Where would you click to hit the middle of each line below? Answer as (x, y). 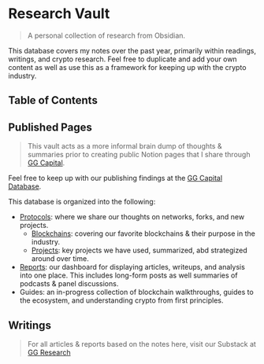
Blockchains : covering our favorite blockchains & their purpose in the (143, 233)
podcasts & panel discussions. (69, 284)
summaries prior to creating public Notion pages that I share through (139, 155)
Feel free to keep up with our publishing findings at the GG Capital (115, 178)
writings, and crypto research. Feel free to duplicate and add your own (123, 59)
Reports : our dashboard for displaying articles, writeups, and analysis (132, 267)
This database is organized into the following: (82, 202)
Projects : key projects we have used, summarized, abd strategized (139, 250)
